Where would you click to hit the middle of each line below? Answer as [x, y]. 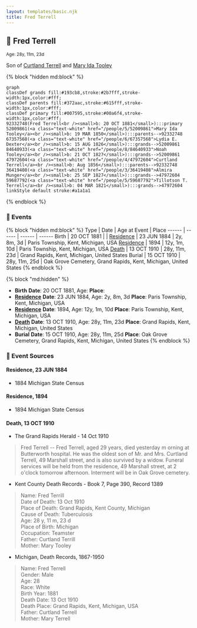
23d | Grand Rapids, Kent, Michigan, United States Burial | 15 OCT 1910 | [93, 255]
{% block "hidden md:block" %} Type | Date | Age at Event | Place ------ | [96, 230]
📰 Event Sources [30, 356]
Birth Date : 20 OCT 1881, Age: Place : [60, 290]
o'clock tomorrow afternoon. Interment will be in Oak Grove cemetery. [105, 473]
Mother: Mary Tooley [46, 545]
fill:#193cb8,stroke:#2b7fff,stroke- [94, 93]
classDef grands [26, 93]
